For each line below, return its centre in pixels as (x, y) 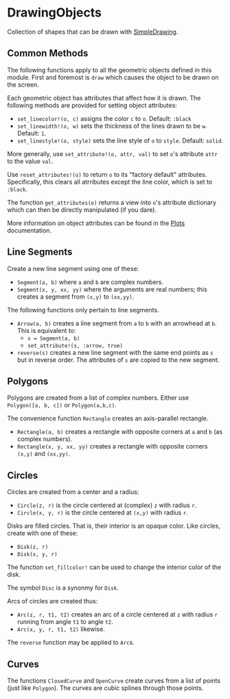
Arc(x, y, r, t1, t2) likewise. (61, 629)
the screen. (23, 85)
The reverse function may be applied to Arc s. (71, 643)
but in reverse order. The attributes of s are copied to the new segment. (118, 360)
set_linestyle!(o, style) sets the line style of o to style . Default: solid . (120, 140)
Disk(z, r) (33, 547)
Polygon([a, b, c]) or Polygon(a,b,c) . (62, 405)
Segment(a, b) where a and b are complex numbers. (90, 282)
